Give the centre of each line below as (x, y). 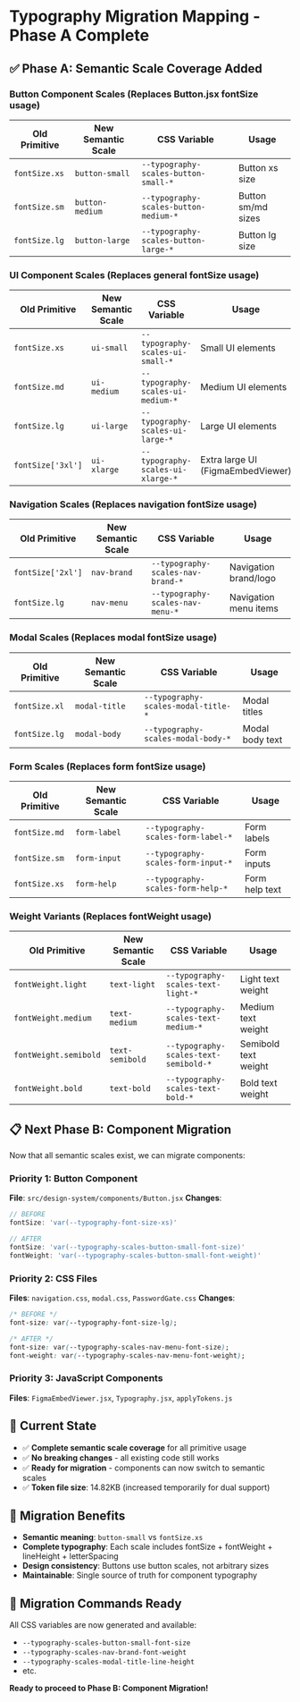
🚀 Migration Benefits (67, 1516)
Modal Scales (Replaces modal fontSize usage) (113, 638)
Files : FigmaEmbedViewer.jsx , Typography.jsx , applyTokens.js (121, 1398)
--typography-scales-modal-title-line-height (108, 1662)
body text (262, 740)
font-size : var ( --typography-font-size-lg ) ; (93, 1323)
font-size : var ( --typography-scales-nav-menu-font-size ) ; (119, 1347)
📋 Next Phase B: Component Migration (121, 1129)
